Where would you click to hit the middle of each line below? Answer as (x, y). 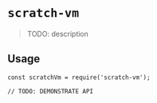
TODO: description (58, 34)
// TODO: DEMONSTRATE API (50, 91)
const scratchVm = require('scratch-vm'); (79, 77)
